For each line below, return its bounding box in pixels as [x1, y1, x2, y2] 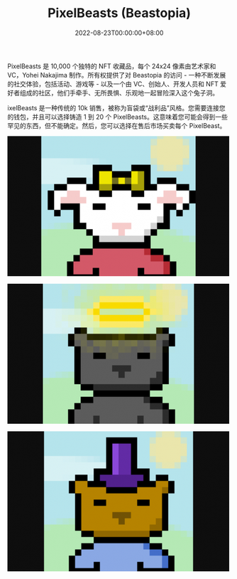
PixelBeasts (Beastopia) [47, 5, 192, 21]
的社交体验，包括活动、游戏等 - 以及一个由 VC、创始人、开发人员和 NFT [7, 80, 219, 88]
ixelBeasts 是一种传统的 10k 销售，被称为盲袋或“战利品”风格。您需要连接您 [7, 103, 226, 112]
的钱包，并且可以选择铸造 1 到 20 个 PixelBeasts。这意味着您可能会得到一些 [7, 112, 228, 121]
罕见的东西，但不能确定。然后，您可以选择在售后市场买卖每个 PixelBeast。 [7, 121, 226, 129]
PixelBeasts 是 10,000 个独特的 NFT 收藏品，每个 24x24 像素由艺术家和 [7, 62, 216, 70]
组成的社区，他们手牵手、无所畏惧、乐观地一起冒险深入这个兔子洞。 [19, 88, 219, 97]
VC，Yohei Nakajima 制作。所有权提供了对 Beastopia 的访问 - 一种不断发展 [7, 70, 226, 79]
